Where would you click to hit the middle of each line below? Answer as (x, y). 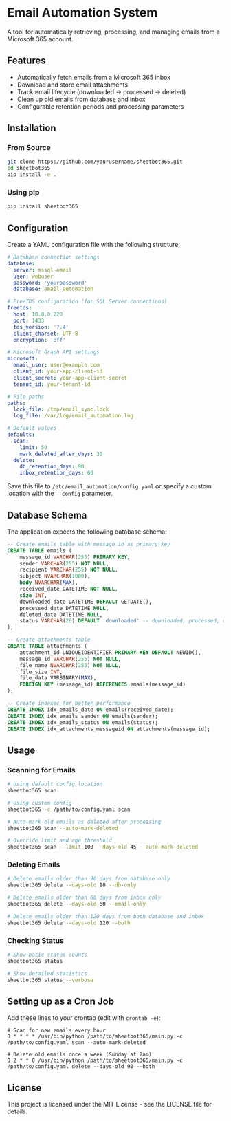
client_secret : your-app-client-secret (70, 378)
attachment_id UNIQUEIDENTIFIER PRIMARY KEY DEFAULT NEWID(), (110, 652)
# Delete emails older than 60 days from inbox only (84, 898)
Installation (32, 128)
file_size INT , (41, 672)
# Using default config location (55, 784)
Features (26, 61)
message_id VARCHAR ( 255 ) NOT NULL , (70, 659)
